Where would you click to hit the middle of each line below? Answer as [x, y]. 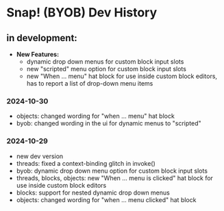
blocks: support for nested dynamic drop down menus [93, 193]
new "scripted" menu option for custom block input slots [106, 69]
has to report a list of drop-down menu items [90, 83]
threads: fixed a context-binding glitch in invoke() [86, 163]
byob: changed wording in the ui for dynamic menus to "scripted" [109, 123]
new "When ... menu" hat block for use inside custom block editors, [122, 76]
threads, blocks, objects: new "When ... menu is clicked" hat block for [115, 178]
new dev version [40, 156]
